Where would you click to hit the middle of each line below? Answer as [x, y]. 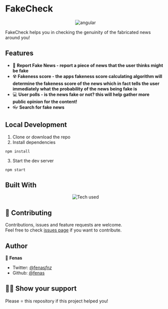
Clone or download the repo [41, 137]
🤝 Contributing [29, 213]
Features [19, 53]
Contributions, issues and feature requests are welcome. [64, 225]
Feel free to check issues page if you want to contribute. [63, 230]
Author [16, 246]
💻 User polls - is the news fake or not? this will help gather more [81, 94]
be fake [20, 70]
